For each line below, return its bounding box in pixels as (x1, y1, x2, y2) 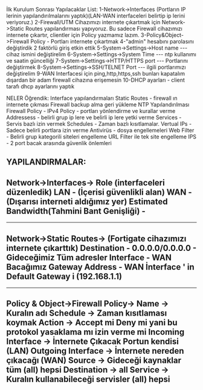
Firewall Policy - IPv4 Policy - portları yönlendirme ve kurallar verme (6, 108, 176, 114)
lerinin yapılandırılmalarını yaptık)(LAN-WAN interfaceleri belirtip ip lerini (6, 12, 185, 19)
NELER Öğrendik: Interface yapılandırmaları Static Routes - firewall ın (6, 94, 178, 102)
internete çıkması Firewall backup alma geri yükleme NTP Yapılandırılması (6, 101, 190, 108)
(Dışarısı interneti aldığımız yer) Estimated (6, 197, 168, 207)
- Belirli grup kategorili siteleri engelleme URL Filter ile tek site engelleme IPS (6, 133, 197, 140)
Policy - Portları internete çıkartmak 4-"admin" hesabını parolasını (30, 38, 195, 45)
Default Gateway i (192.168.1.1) (6, 271, 123, 281)
